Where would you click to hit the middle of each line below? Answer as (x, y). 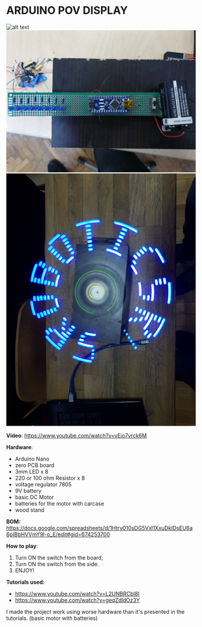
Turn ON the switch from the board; (59, 557)
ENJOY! (25, 570)
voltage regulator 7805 (43, 484)
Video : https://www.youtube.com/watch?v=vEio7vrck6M (77, 435)
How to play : (22, 546)
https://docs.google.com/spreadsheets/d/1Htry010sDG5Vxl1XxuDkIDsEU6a (99, 528)
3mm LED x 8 (32, 471)
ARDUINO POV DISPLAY (67, 11)
